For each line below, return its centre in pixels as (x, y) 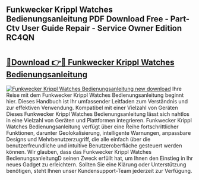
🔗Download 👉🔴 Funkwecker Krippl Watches (90, 62)
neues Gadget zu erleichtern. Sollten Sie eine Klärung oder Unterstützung (96, 165)
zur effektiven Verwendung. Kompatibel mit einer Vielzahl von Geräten (92, 108)
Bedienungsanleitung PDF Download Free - (88, 19)
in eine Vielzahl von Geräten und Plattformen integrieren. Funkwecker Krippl (99, 120)
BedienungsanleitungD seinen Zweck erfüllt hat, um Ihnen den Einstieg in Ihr (99, 158)
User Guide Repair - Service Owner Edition (102, 28)
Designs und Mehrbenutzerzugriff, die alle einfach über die (78, 139)
